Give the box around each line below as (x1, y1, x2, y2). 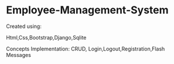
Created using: (6, 23, 42, 30)
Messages (6, 51, 31, 58)
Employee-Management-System (6, 3, 169, 17)
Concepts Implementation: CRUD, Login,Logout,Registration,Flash (6, 45, 165, 52)
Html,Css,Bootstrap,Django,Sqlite (6, 34, 87, 41)
